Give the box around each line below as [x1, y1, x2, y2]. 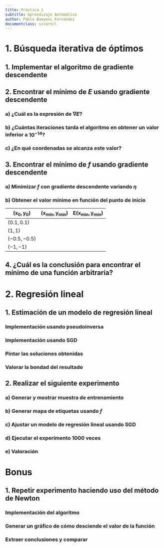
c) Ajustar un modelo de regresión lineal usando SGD [5, 421, 136, 428]
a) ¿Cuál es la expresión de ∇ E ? [5, 111, 82, 118]
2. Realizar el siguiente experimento [5, 379, 119, 388]
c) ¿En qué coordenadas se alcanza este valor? [5, 145, 121, 152]
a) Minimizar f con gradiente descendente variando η [5, 183, 137, 190]
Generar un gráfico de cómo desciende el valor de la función [5, 522, 155, 529]
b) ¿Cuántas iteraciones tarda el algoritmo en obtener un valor [5, 124, 159, 131]
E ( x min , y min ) [72, 210, 103, 218]
